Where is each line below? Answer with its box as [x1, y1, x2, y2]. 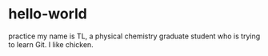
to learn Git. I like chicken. [8, 39, 94, 49]
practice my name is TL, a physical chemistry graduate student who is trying [8, 31, 261, 41]
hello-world [8, 5, 88, 23]
